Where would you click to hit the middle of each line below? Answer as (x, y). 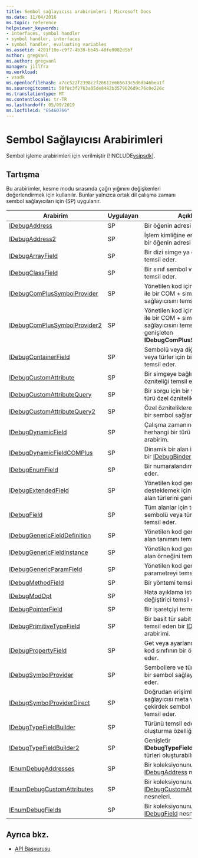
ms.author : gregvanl (32, 61)
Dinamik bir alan (166, 449)
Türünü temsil (163, 723)
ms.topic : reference (32, 22)
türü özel (156, 398)
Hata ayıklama (164, 592)
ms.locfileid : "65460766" (38, 110)
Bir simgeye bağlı (168, 374)
